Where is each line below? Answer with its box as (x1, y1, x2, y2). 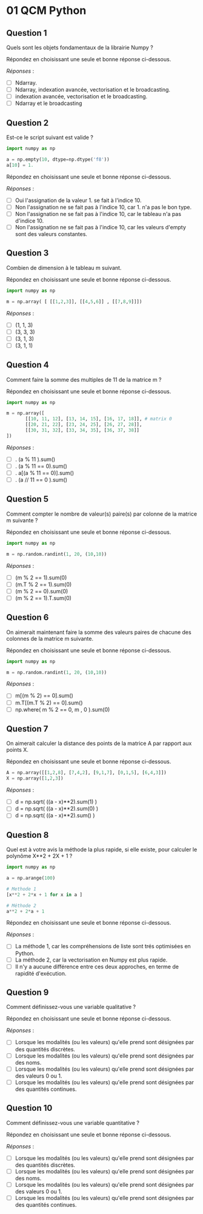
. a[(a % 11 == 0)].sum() (15, 469, 75, 476)
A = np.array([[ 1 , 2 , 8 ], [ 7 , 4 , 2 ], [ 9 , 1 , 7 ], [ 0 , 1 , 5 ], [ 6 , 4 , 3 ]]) (6, 770, 167, 776)
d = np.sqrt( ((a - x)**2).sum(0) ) (15, 805, 99, 812)
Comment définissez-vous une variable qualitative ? (6, 1003, 136, 1011)
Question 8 (6, 829, 49, 840)
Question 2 (6, 118, 49, 128)
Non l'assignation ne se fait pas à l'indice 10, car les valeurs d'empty (15, 223, 187, 231)
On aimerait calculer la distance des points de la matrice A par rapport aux (6, 740, 192, 747)
